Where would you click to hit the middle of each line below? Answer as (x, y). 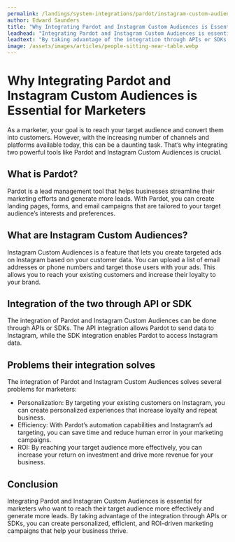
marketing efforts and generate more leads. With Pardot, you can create (111, 198)
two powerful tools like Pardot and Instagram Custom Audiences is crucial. (115, 152)
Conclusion (33, 484)
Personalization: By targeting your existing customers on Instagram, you (121, 403)
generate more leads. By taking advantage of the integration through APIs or (117, 516)
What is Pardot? (43, 174)
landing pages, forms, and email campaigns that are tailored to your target (114, 206)
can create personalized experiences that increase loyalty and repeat (117, 411)
